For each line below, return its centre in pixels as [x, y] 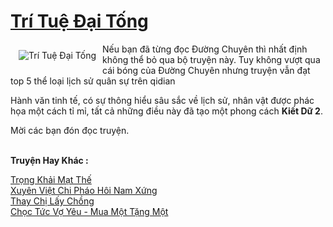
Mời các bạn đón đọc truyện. [70, 130]
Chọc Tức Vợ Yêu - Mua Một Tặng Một [89, 211]
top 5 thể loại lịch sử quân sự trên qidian [93, 81]
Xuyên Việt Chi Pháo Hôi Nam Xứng [84, 190]
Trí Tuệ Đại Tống [79, 21]
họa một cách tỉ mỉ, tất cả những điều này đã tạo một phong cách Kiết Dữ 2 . [166, 111]
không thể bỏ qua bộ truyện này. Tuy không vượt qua [211, 59]
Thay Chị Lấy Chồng [52, 201]
